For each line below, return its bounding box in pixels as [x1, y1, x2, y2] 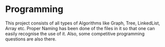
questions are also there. [5, 36, 57, 42]
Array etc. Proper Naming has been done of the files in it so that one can [5, 25, 155, 31]
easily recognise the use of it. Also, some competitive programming [5, 30, 145, 36]
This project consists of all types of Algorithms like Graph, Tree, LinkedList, [5, 20, 160, 26]
